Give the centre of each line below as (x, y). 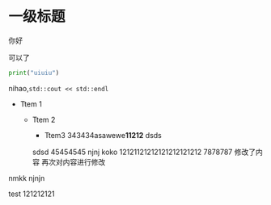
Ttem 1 (31, 104)
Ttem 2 (44, 119)
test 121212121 (32, 194)
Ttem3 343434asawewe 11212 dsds (103, 135)
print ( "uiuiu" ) (34, 73)
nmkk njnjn (27, 178)
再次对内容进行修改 (74, 161)
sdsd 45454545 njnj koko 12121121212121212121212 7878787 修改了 (144, 152)
